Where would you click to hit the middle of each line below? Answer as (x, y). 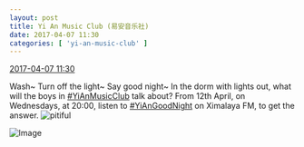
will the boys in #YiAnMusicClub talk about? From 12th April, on (127, 96)
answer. (24, 115)
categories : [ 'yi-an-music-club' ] (78, 43)
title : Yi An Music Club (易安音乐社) (79, 26)
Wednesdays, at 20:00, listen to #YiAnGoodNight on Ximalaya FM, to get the (152, 106)
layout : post (34, 18)
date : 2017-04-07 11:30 (54, 34)
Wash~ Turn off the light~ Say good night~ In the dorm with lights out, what (151, 86)
